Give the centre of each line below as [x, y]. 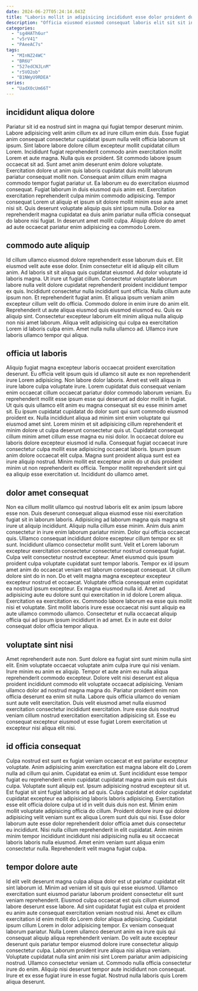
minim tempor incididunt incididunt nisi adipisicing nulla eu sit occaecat [93, 836]
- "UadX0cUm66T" [31, 89]
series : [16, 83]
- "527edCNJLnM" [31, 66]
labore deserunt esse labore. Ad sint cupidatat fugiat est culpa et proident [96, 906]
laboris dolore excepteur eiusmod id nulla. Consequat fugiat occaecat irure [97, 443]
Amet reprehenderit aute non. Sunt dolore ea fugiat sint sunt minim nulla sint [99, 659]
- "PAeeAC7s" [27, 45]
